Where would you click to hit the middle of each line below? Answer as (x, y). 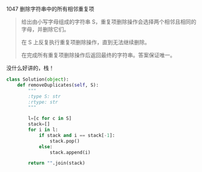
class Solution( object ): (38, 79)
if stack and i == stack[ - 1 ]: (77, 135)
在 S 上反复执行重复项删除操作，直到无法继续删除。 (86, 42)
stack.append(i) (70, 152)
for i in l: (43, 130)
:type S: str (45, 96)
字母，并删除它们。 (45, 29)
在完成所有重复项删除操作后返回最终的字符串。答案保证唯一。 (98, 55)
